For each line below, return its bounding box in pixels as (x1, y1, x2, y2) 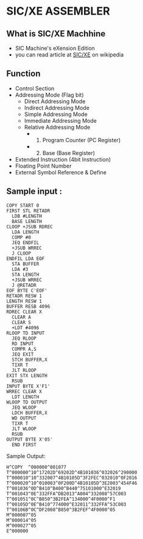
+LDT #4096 (12, 324, 40, 331)
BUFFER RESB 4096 (6, 303, 51, 309)
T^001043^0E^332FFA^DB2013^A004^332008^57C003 (6, 490, 127, 496)
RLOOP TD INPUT (6, 330, 45, 336)
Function (6, 69, 41, 79)
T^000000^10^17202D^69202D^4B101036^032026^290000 (6, 469, 138, 475)
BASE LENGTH (12, 218, 43, 224)
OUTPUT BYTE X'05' (6, 436, 53, 442)
